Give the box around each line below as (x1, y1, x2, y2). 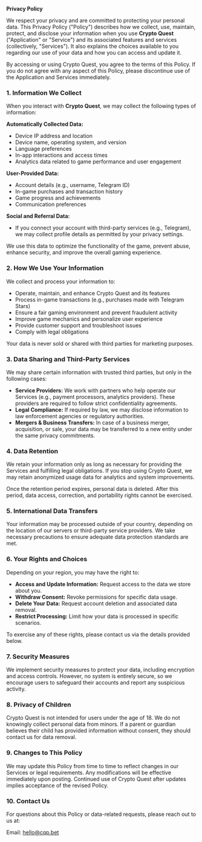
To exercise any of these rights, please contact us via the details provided (6, 631, 191, 638)
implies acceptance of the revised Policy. (6, 781, 109, 789)
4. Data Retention (6, 447, 59, 455)
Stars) (15, 302, 31, 309)
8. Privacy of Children (6, 700, 71, 709)
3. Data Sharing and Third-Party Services (6, 355, 130, 363)
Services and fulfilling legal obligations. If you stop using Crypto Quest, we (6, 467, 192, 475)
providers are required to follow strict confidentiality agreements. (15, 400, 177, 407)
